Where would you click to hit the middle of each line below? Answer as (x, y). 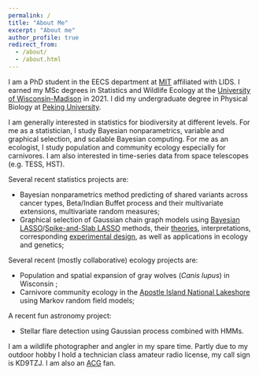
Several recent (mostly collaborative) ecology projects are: (103, 260)
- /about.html (38, 60)
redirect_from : (33, 45)
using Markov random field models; (77, 300)
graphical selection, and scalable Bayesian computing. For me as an (118, 139)
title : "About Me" (38, 23)
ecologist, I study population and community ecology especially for (117, 147)
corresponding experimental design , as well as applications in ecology (133, 236)
